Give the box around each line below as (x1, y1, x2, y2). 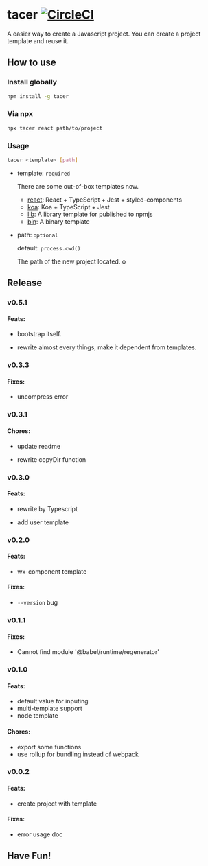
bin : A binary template (27, 217, 91, 226)
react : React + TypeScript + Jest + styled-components (27, 196, 183, 204)
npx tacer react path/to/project (7, 124, 103, 132)
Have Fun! (7, 850, 51, 862)
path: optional (16, 231, 58, 239)
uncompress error (16, 393, 69, 401)
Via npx (7, 109, 33, 119)
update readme (16, 442, 60, 450)
